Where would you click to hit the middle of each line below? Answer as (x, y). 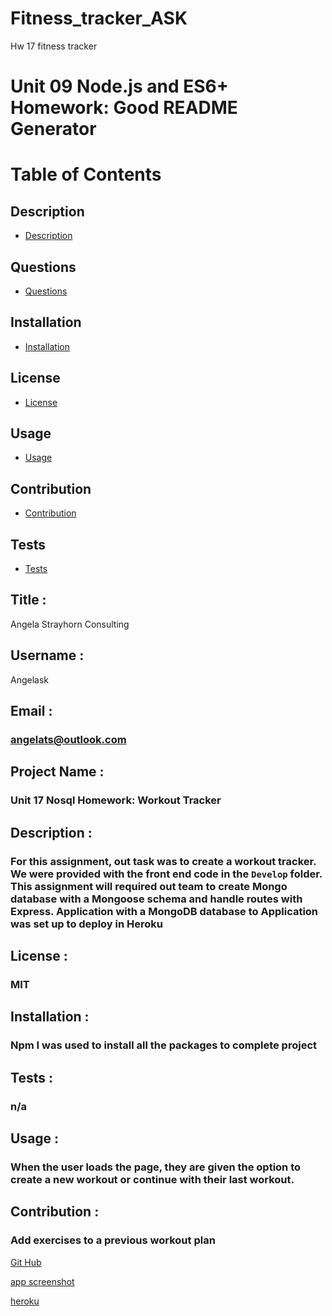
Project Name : (57, 772)
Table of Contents (86, 174)
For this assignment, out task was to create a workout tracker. (163, 861)
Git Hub (26, 1262)
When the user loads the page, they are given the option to (156, 1167)
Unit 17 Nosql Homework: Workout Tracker (116, 800)
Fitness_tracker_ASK (99, 18)
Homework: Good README (124, 108)
